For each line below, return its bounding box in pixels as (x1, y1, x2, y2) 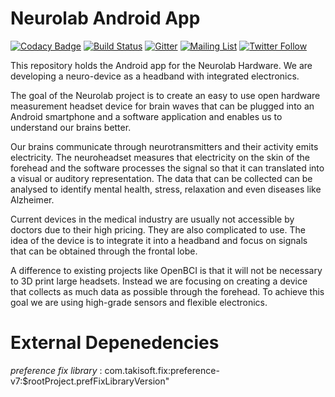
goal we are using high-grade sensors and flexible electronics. (10, 296, 268, 308)
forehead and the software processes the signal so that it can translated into (10, 162, 325, 174)
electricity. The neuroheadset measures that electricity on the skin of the (10, 151, 310, 163)
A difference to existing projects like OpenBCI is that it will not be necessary (10, 264, 323, 276)
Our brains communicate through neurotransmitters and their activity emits (10, 140, 319, 152)
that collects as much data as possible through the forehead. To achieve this (10, 285, 325, 297)
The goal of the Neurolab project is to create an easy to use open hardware (10, 89, 321, 101)
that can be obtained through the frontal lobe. (10, 245, 198, 257)
